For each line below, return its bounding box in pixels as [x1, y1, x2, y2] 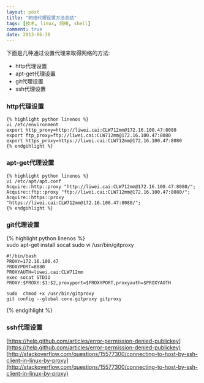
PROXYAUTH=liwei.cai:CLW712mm [6, 269, 84, 276]
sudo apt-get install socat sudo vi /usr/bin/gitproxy [6, 241, 134, 249]
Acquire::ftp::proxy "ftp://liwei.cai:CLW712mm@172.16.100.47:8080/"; [6, 189, 191, 195]
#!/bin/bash [6, 253, 37, 259]
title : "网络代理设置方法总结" [6, 15, 77, 21]
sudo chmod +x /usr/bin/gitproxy [6, 290, 95, 297]
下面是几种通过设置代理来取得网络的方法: [6, 50, 110, 57]
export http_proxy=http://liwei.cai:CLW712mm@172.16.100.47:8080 [6, 127, 176, 134]
